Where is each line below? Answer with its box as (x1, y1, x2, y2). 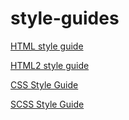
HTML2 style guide (10, 59, 90, 71)
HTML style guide (10, 40, 84, 52)
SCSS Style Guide (10, 98, 85, 110)
